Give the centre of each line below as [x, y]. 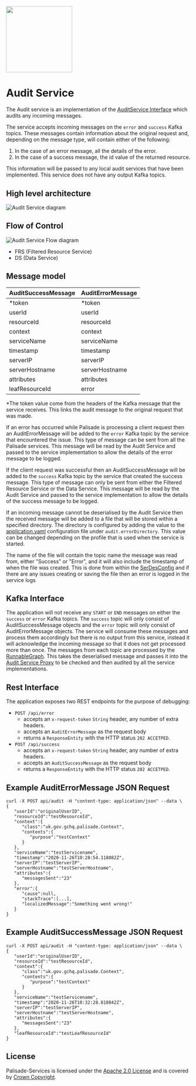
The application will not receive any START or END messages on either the [93, 613]
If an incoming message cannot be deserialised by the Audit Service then [94, 512]
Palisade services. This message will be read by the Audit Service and [91, 446]
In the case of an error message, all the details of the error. [86, 151]
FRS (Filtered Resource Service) [53, 251]
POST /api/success [37, 745]
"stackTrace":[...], [47, 899]
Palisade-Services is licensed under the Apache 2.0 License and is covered [97, 1071]
